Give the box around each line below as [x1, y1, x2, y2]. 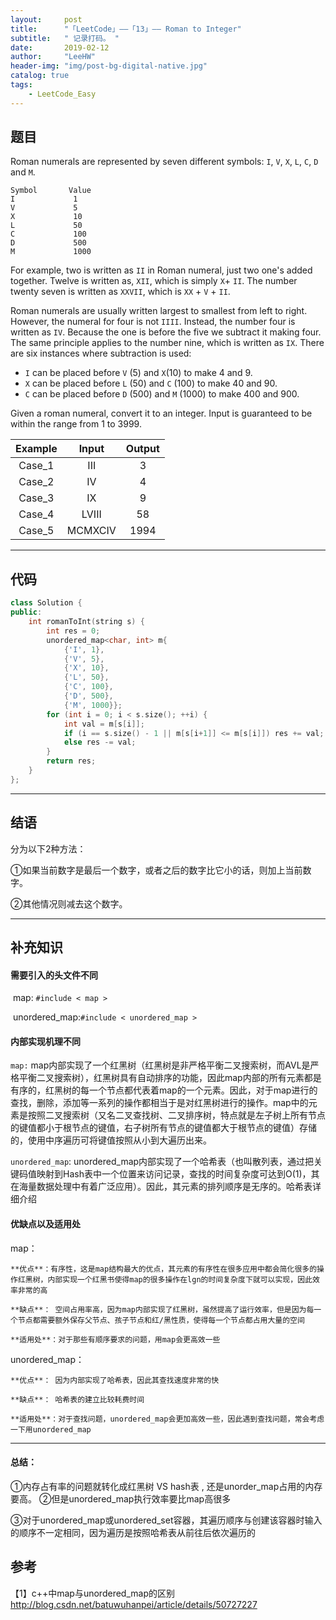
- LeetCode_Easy [28, 89, 97, 99]
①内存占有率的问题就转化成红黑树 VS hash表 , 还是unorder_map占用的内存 [10, 1480, 323, 1492]
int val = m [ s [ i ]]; [63, 719, 145, 729]
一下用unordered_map [10, 1424, 92, 1435]
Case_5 [18, 524, 55, 538]
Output [125, 442, 160, 456]
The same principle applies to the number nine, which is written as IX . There [10, 337, 325, 349]
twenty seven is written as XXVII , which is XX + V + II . [10, 286, 231, 298]
